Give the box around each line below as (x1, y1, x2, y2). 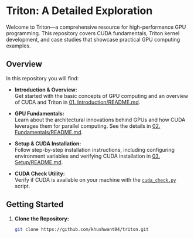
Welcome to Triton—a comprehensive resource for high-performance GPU (6, 23, 186, 30)
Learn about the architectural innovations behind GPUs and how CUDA (14, 116, 186, 123)
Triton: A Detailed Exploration (6, 4, 153, 18)
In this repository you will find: (6, 74, 79, 81)
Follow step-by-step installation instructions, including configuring (14, 146, 175, 153)
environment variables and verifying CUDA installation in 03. (14, 152, 160, 159)
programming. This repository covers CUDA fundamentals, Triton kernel (6, 29, 180, 36)
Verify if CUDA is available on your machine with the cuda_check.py (14, 176, 176, 183)
